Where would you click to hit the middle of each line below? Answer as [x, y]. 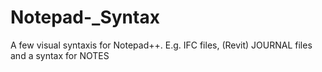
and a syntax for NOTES [60, 55]
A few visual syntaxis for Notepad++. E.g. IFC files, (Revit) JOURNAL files [161, 45]
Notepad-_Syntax [85, 17]
